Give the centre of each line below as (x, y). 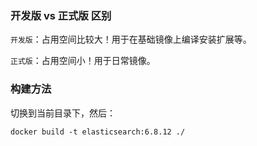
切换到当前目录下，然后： (63, 113)
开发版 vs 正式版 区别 (61, 15)
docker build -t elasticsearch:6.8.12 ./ (98, 132)
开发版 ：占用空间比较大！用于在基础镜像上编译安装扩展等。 (131, 39)
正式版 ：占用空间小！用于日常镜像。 (83, 61)
